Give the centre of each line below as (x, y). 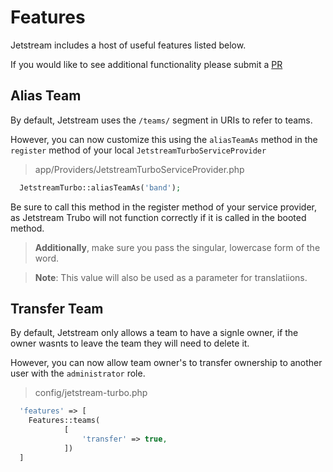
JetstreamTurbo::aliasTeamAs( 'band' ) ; (100, 187)
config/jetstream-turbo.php (91, 393)
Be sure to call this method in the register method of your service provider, (163, 207)
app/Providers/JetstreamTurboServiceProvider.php (139, 169)
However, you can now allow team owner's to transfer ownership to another (166, 363)
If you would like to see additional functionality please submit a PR (146, 64)
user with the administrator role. (78, 373)
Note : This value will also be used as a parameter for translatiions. (171, 277)
